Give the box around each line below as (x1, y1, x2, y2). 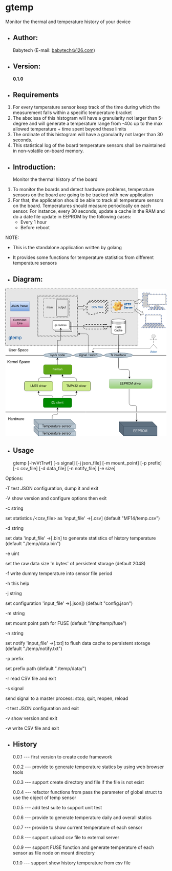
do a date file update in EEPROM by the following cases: (12, 214, 132, 220)
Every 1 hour (20, 219, 47, 225)
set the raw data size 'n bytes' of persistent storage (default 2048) (5, 560, 146, 566)
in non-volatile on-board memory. (12, 148, 84, 154)
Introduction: (12, 162, 56, 171)
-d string (5, 525, 24, 531)
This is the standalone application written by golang (12, 245, 122, 251)
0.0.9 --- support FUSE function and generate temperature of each (12, 844, 154, 850)
